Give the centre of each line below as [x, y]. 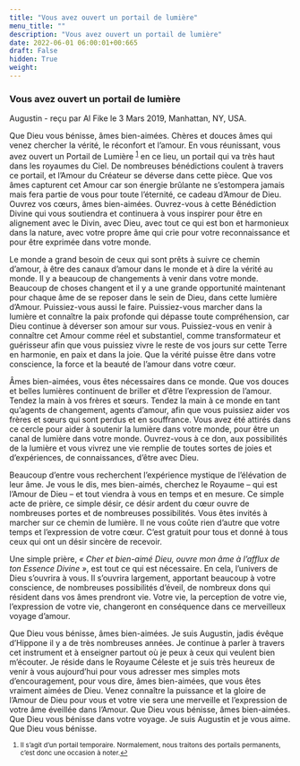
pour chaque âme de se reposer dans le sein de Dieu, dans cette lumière [143, 297]
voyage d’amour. [40, 615]
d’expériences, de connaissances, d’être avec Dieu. [104, 457]
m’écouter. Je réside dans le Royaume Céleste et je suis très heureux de [142, 662]
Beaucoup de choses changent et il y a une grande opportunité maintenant [148, 288]
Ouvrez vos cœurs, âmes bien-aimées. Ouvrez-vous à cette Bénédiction [143, 203]
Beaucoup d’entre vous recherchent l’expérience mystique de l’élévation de [148, 475]
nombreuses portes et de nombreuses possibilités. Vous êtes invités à [138, 512]
